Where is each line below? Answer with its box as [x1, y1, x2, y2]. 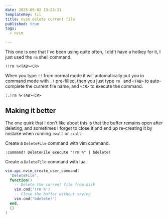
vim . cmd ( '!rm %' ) [14, 187, 51, 192]
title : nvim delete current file [5, 17, 75, 22]
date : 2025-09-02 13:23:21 [5, 7, 62, 13]
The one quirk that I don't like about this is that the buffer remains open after [5, 120, 163, 126]
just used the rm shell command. [5, 54, 72, 60]
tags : [5, 26, 17, 31]
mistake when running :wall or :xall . [5, 130, 83, 136]
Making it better [5, 106, 56, 115]
